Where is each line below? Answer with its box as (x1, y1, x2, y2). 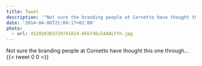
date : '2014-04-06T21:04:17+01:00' (6, 20, 96, 26)
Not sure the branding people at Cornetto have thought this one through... (6, 47, 189, 54)
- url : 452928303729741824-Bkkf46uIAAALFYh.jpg (11, 31, 133, 37)
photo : (6, 25, 23, 32)
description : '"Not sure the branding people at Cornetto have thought (6, 14, 189, 20)
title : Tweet (6, 8, 39, 15)
